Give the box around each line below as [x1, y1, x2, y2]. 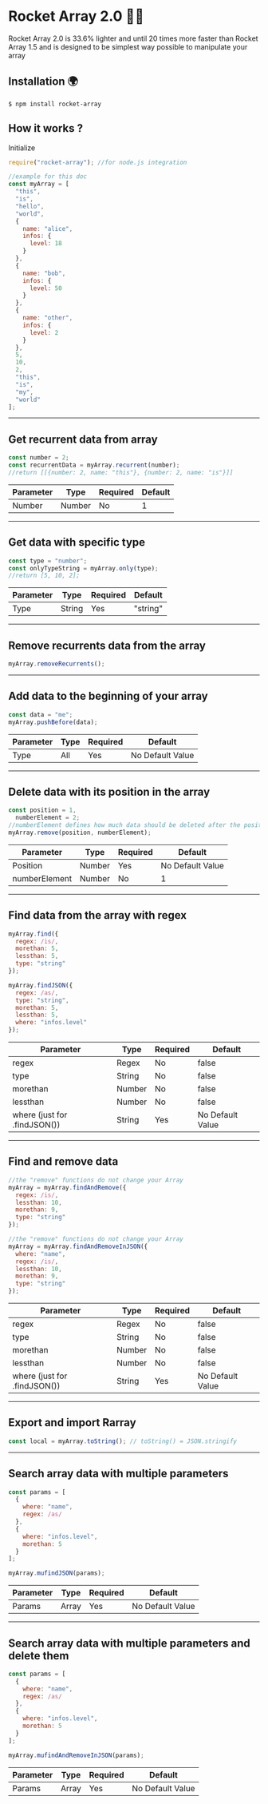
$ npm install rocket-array [8, 100, 102, 108]
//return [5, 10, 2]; [8, 571, 81, 580]
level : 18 [29, 240, 62, 248]
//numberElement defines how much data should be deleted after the [8, 821, 241, 829]
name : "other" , [22, 314, 73, 322]
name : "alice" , [22, 225, 73, 232]
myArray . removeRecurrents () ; [8, 660, 105, 668]
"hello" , [15, 202, 45, 210]
